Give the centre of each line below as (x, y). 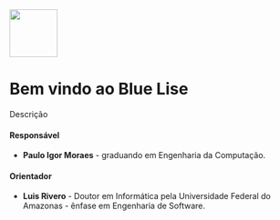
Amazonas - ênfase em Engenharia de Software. (114, 206)
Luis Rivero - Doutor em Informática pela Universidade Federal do (146, 196)
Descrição (29, 114)
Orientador (31, 175)
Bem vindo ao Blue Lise (99, 89)
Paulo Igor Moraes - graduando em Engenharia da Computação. (144, 155)
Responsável (35, 135)
